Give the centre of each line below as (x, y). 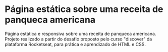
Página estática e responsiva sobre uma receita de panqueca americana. (80, 33)
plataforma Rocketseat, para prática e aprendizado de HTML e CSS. (75, 44)
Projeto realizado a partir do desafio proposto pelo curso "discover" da (78, 39)
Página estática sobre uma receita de (84, 9)
